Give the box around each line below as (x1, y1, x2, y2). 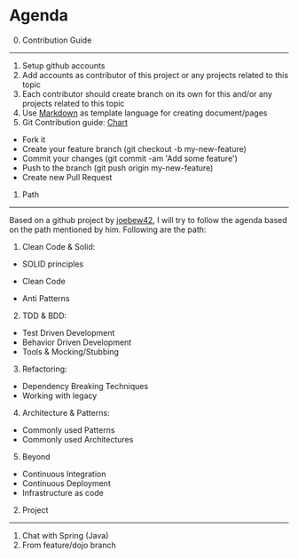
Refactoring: (21, 363, 68, 374)
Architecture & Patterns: (21, 407, 110, 418)
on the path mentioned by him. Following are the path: (9, 224, 207, 235)
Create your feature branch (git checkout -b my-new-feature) (21, 143, 247, 154)
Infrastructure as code (21, 487, 104, 498)
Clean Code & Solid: (21, 241, 96, 252)
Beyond (21, 451, 51, 462)
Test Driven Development (21, 327, 115, 338)
